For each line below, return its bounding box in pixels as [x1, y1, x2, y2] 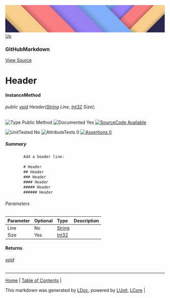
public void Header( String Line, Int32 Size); [5, 104, 95, 110]
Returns [5, 245, 23, 251]
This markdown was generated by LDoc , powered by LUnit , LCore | [5, 287, 146, 293]
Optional [34, 217, 53, 223]
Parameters [5, 201, 30, 207]
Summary [5, 141, 27, 147]
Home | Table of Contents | [5, 277, 62, 283]
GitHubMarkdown [5, 46, 50, 53]
